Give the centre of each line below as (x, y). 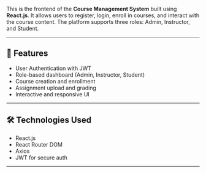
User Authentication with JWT (53, 68)
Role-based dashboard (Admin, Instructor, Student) (80, 75)
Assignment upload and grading (56, 88)
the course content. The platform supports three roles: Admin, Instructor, (98, 22)
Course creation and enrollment (55, 81)
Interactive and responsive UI (52, 94)
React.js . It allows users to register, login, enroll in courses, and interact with (103, 15)
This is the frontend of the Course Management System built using (92, 9)
